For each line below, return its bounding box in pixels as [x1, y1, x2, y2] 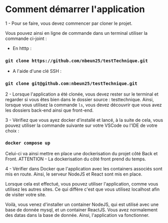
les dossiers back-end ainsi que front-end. [5, 107, 94, 113]
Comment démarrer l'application [5, 4, 145, 15]
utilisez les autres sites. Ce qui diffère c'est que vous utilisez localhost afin [5, 186, 160, 192]
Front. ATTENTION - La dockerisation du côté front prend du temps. [5, 156, 146, 162]
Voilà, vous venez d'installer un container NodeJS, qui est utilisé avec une [5, 201, 159, 207]
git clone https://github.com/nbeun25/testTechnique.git [5, 58, 148, 64]
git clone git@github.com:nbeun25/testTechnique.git [5, 81, 138, 86]
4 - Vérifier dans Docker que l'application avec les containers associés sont [5, 165, 162, 171]
